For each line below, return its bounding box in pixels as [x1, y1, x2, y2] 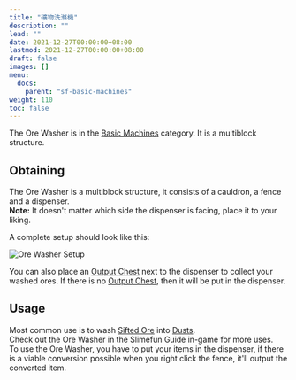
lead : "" [9, 29, 42, 38]
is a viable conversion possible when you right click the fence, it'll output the [9, 353, 288, 363]
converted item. [9, 362, 67, 373]
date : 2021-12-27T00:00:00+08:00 [9, 37, 133, 47]
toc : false [9, 104, 49, 112]
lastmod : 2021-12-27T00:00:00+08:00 [9, 46, 144, 55]
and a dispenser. [9, 196, 70, 206]
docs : [17, 79, 38, 88]
